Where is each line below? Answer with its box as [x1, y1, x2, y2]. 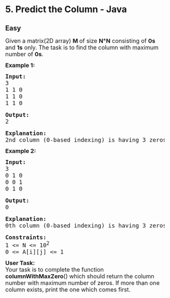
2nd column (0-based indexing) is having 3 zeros [5, 136, 167, 143]
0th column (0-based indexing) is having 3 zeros [5, 222, 167, 229]
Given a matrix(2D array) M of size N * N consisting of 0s [5, 37, 155, 44]
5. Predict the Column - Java [5, 4, 127, 15]
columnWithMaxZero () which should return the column [5, 273, 154, 280]
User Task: [5, 259, 35, 267]
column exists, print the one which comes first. [5, 286, 131, 293]
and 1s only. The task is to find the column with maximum [5, 44, 159, 51]
